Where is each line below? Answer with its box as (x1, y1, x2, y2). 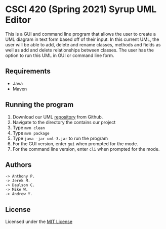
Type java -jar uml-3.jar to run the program (12, 135, 108, 141)
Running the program (5, 100, 74, 109)
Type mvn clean (12, 125, 45, 131)
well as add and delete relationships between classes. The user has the (5, 47, 154, 53)
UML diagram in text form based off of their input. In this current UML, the (5, 36, 159, 42)
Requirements (5, 67, 51, 76)
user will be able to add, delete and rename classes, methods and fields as (5, 41, 161, 47)
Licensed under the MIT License (5, 218, 72, 225)
